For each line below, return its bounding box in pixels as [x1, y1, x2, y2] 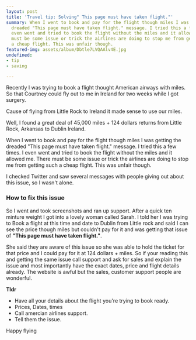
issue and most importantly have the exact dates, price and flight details [6, 262, 180, 269]
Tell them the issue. [14, 315, 62, 322]
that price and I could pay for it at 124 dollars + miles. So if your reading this [6, 249, 188, 256]
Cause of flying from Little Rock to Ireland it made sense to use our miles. [6, 108, 183, 115]
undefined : [6, 52, 33, 58]
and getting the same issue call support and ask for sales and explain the [6, 256, 182, 263]
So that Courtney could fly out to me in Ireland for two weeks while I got [6, 90, 179, 97]
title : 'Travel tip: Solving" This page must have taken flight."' [6, 14, 174, 20]
